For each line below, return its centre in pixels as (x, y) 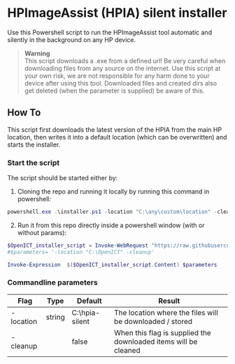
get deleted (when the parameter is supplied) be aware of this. (114, 90)
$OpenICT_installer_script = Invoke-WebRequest (78, 245)
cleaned (128, 350)
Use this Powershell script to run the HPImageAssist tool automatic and (109, 32)
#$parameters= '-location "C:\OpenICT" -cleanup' (81, 252)
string (55, 317)
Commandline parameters (52, 283)
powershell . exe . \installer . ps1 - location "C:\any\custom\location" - (112, 212)
